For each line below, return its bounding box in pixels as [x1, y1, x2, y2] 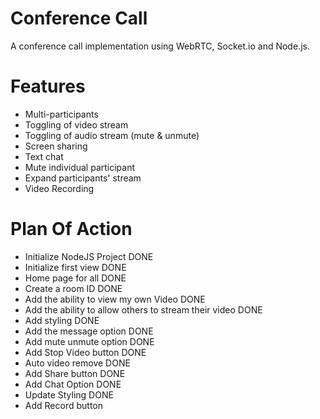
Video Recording [24, 182, 95, 194]
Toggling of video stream [24, 118, 129, 131]
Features [10, 75, 86, 98]
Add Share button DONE [24, 367, 126, 379]
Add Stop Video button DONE [24, 346, 147, 358]
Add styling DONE [24, 314, 100, 326]
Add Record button [24, 399, 103, 411]
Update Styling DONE [24, 388, 114, 401]
